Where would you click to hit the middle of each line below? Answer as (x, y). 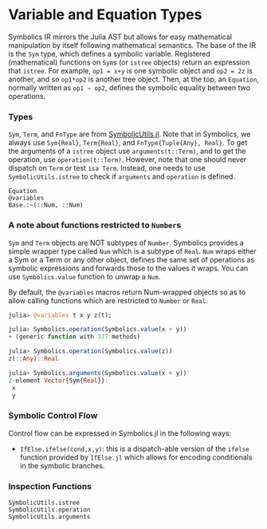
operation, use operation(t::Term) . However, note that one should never (128, 160)
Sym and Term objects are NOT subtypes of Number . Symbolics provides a (126, 243)
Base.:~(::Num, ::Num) (46, 205)
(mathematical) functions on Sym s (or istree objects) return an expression (129, 62)
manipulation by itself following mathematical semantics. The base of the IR (132, 45)
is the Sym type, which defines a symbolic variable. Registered (110, 53)
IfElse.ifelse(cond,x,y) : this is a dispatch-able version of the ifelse (134, 448)
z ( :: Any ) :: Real (33, 359)
